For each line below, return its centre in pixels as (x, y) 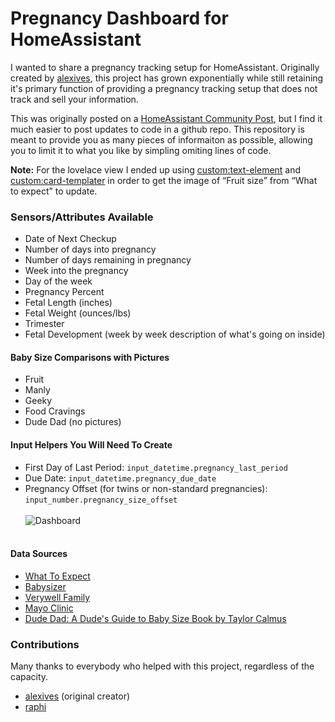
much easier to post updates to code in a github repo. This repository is (157, 129)
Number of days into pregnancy (90, 249)
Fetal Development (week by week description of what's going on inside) (175, 334)
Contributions (45, 644)
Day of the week (58, 281)
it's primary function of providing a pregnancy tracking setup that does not (164, 88)
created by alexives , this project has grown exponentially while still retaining (167, 78)
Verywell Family (57, 597)
